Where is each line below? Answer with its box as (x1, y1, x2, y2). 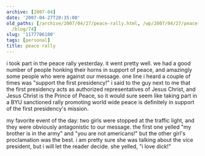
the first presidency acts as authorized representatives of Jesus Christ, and (6, 85, 196, 93)
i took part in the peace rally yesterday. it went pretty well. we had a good (6, 59, 191, 67)
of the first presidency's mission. (6, 105, 89, 112)
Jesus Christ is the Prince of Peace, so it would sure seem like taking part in (6, 92, 197, 99)
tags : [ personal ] (6, 37, 51, 43)
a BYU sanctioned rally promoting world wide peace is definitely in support (6, 98, 195, 105)
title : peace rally (6, 43, 56, 49)
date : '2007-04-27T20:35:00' (6, 15, 81, 21)
